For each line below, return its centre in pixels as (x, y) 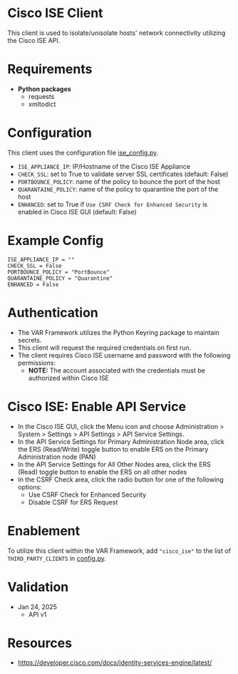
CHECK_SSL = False (35, 266)
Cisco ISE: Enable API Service (97, 406)
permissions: (36, 363)
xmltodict (42, 104)
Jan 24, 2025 (37, 606)
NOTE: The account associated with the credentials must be (117, 370)
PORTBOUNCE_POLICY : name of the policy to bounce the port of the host (119, 181)
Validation (38, 587)
